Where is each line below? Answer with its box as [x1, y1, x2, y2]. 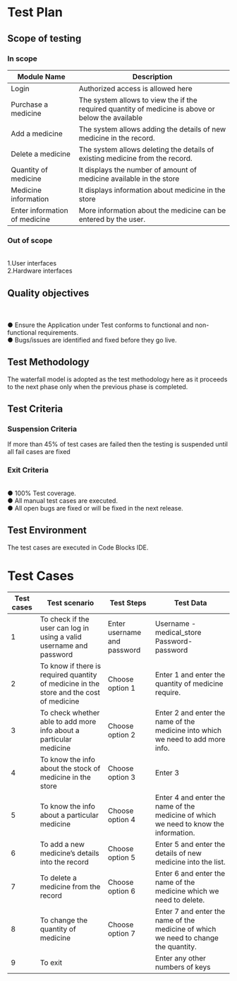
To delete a [39, 873, 78, 883]
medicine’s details [39, 848, 99, 858]
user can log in [39, 623, 90, 633]
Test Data [174, 597, 207, 607]
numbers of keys [154, 962, 211, 972]
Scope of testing [7, 32, 82, 44]
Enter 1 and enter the [154, 670, 226, 679]
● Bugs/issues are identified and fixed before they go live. [7, 335, 178, 344]
